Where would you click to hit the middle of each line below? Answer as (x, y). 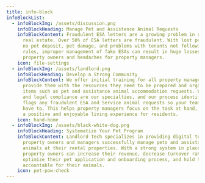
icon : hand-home (38, 120)
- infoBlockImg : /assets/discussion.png (64, 23)
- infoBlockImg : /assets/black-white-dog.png (71, 126)
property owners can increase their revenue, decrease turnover (106, 154)
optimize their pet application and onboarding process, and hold (109, 159)
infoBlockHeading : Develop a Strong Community (77, 74)
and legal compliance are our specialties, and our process (100, 97)
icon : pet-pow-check (43, 171)
